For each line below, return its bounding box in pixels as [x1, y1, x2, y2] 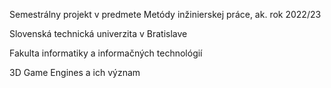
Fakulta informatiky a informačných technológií [9, 47, 203, 59]
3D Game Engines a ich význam [9, 67, 141, 78]
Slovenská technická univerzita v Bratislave [9, 28, 188, 39]
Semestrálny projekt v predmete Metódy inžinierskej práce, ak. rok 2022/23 [9, 9, 322, 20]
